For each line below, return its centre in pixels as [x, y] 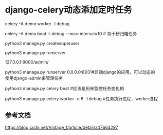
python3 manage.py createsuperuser [42, 43]
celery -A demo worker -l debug [37, 23]
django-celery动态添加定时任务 [69, 10]
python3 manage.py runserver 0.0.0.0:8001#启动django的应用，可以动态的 [80, 72]
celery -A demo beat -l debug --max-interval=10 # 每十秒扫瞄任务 [71, 33]
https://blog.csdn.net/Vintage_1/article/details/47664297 [62, 127]
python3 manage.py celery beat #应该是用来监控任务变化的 [64, 88]
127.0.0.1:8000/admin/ [27, 62]
